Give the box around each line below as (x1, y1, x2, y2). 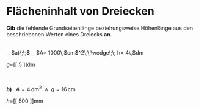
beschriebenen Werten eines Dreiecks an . (6, 30, 112, 38)
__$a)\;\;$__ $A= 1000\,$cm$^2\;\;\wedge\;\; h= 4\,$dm (6, 49, 144, 56)
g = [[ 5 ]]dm (6, 61, 35, 68)
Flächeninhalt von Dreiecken (6, 4, 154, 18)
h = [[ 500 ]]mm (6, 97, 44, 105)
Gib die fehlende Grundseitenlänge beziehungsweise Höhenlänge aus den (6, 24, 194, 32)
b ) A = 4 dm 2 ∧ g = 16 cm (6, 84, 76, 92)
